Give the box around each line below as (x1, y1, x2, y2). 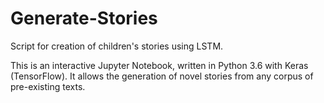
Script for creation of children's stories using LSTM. (10, 40, 224, 52)
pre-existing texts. (10, 80, 86, 92)
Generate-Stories (10, 7, 158, 30)
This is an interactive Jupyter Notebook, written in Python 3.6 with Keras (10, 59, 309, 71)
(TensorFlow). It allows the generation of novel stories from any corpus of (10, 70, 314, 82)
